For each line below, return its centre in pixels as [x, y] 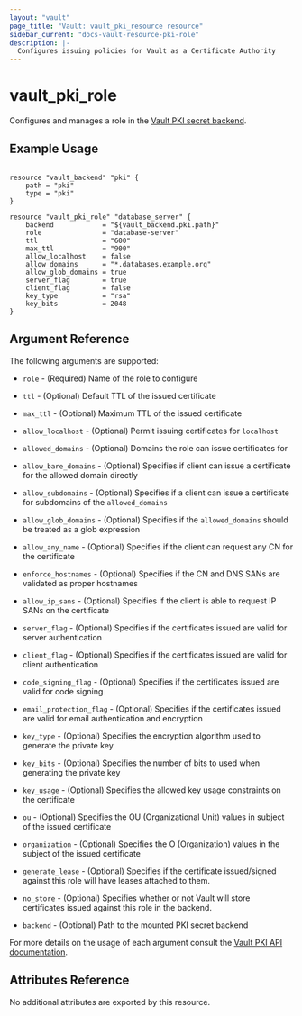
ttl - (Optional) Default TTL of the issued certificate [119, 395]
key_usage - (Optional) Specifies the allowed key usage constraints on [151, 790]
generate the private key [68, 745]
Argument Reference [69, 339]
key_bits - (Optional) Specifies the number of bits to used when [141, 763]
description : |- [40, 43]
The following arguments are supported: [84, 360]
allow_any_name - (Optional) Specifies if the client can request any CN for [158, 547]
